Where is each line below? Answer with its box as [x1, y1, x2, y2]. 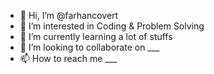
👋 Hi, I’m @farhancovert [19, 10, 119, 21]
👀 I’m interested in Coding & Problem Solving [19, 20, 205, 32]
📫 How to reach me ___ [19, 53, 118, 64]
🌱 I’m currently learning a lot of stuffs [19, 31, 173, 42]
